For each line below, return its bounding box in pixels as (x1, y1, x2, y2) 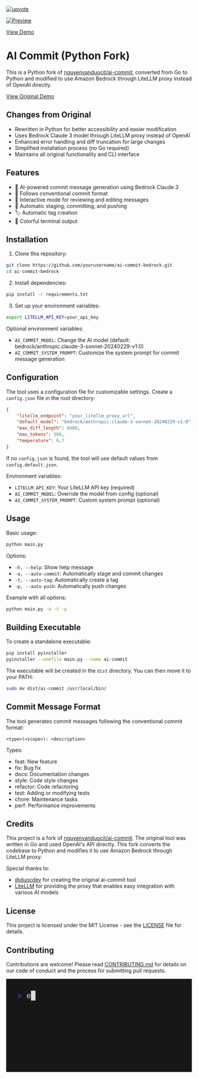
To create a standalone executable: (6, 638, 91, 645)
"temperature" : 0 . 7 (16, 438, 65, 444)
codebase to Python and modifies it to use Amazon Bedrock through (6, 847, 173, 854)
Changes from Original (6, 110, 91, 120)
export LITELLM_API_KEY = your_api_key (6, 314, 99, 320)
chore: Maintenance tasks (14, 795, 78, 803)
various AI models (14, 889, 59, 896)
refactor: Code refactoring (14, 783, 78, 790)
